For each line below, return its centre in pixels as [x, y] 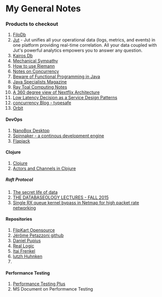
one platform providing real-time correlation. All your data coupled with [85, 45]
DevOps [14, 119]
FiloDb [19, 35]
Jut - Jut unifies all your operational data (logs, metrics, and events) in [84, 40]
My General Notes [43, 9]
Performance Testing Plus [39, 284]
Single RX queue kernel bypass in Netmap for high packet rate [76, 202]
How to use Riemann [34, 66]
